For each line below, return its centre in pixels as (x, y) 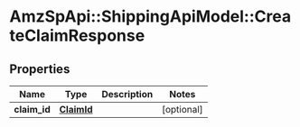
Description (127, 94)
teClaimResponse (77, 36)
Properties (40, 69)
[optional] (182, 109)
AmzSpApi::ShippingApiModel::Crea (150, 17)
